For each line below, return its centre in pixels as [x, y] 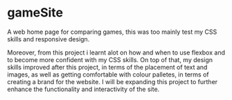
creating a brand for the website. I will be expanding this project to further [113, 81]
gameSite [35, 13]
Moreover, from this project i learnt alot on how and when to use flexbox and [116, 52]
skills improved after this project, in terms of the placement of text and [107, 67]
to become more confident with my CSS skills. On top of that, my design [110, 59]
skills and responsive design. [48, 39]
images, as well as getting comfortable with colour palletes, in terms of [108, 74]
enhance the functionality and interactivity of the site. [83, 89]
